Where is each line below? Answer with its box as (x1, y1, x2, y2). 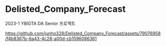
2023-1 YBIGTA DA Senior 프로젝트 (5, 20, 76, 26)
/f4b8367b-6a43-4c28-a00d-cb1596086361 (5, 36, 97, 42)
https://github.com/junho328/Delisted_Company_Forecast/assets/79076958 (5, 30, 161, 36)
